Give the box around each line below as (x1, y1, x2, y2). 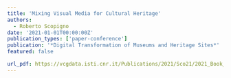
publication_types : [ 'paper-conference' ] (7, 36, 128, 42)
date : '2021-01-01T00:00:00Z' (7, 29, 94, 36)
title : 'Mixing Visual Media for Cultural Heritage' (7, 10, 162, 17)
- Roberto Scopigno (13, 23, 69, 29)
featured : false (7, 49, 54, 55)
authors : (7, 16, 32, 23)
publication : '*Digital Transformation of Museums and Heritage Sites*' (7, 42, 220, 49)
